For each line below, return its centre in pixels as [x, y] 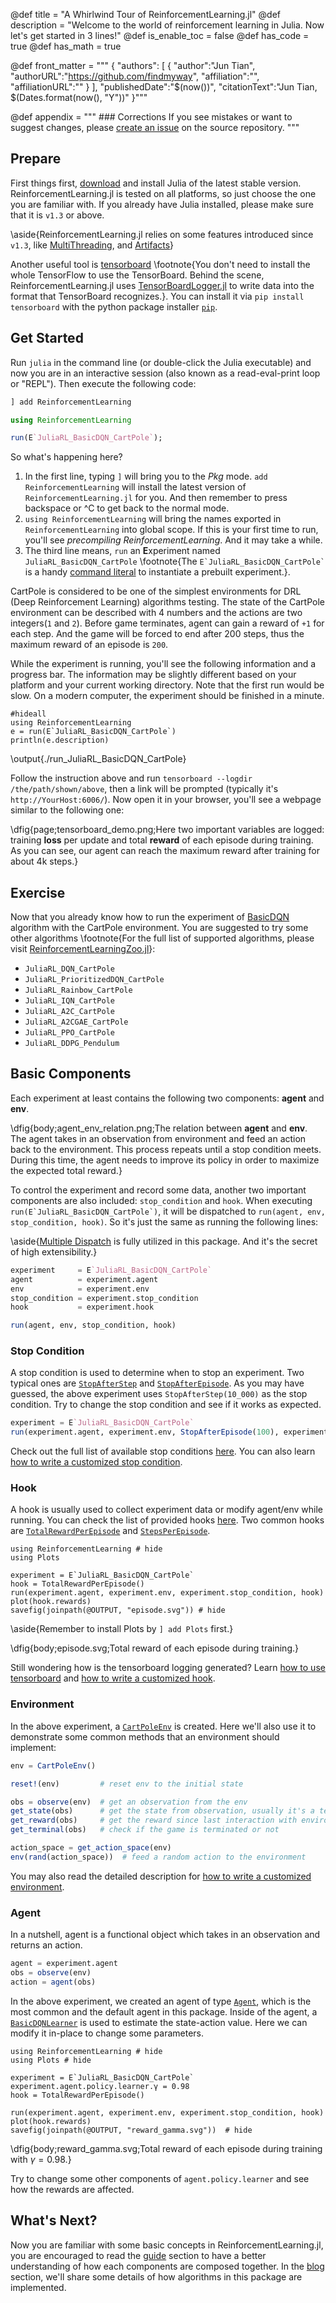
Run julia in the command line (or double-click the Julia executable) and [161, 362]
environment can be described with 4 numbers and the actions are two [156, 613]
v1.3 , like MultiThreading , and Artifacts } [92, 245]
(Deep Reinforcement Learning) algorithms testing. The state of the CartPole [167, 602]
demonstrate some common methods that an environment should [145, 1736]
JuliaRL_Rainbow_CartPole [78, 990]
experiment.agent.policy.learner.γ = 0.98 [100, 2086]
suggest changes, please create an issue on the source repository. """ [155, 127]
